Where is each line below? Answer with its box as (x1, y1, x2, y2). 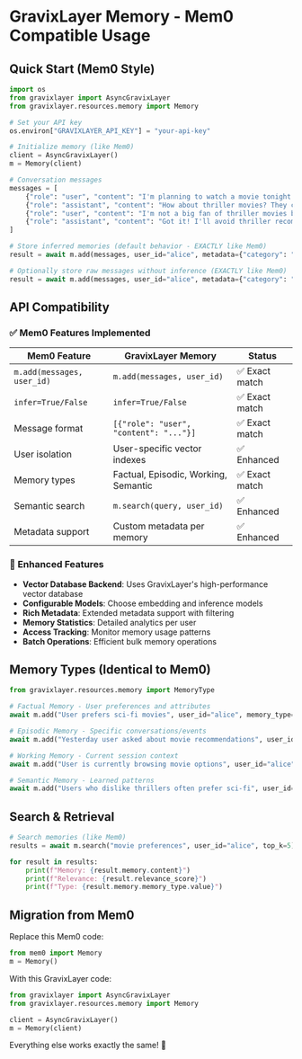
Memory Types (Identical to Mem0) (9, 663, 211, 677)
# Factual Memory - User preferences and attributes (9, 702, 211, 711)
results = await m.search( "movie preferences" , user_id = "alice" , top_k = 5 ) (9, 841, 296, 850)
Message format (13, 423, 84, 435)
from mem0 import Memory (9, 948, 102, 958)
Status (248, 350, 277, 362)
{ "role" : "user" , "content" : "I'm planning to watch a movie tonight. (25, 191, 296, 201)
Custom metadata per (112, 520, 205, 532)
